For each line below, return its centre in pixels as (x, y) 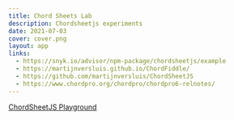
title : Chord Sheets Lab (50, 16)
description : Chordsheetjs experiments (76, 24)
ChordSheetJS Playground (53, 107)
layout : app (28, 46)
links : (19, 54)
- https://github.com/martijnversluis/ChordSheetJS (105, 76)
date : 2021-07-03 (38, 31)
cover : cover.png (38, 39)
